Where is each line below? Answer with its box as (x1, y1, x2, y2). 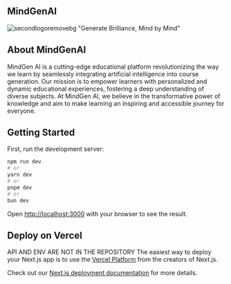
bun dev (7, 197, 30, 204)
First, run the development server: (7, 145, 104, 153)
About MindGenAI (7, 44, 86, 56)
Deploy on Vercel (7, 229, 83, 241)
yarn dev (7, 171, 33, 179)
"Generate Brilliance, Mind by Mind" (78, 24, 181, 32)
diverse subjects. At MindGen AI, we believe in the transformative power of (7, 91, 221, 100)
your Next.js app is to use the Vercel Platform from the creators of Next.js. (7, 256, 218, 264)
